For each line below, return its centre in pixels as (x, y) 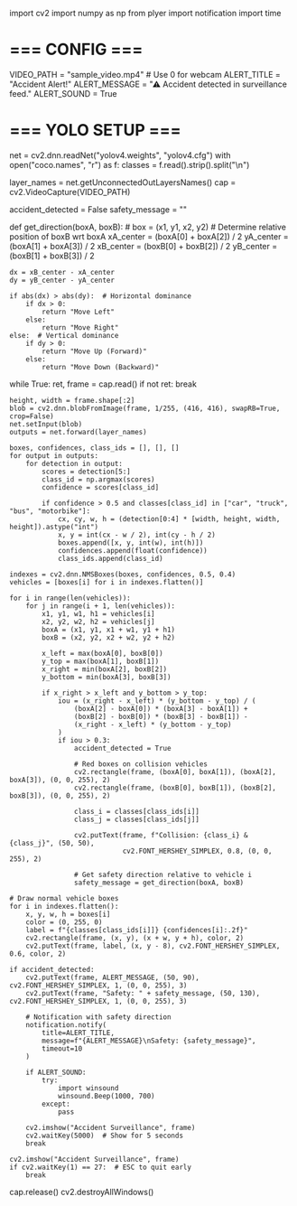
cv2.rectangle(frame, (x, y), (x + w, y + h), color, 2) (135, 938)
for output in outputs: (54, 455)
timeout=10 (62, 1048)
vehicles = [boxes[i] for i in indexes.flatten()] (107, 582)
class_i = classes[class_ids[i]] (137, 811)
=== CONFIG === (76, 50)
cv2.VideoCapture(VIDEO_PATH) (70, 192)
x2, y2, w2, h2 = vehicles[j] (98, 622)
